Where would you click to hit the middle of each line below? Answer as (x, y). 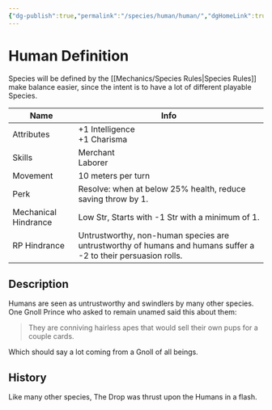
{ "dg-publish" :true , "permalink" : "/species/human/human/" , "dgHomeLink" (130, 16)
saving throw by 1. (113, 199)
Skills (23, 157)
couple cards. (51, 336)
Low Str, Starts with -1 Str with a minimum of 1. (169, 217)
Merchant (96, 152)
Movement (33, 175)
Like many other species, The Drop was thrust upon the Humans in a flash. (133, 397)
